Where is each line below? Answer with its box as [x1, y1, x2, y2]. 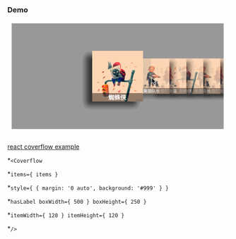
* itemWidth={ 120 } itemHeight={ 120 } [7, 211, 125, 219]
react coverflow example [7, 142, 80, 151]
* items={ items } [7, 170, 59, 178]
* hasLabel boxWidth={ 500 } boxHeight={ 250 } [7, 197, 147, 206]
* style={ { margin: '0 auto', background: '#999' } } [7, 183, 169, 192]
